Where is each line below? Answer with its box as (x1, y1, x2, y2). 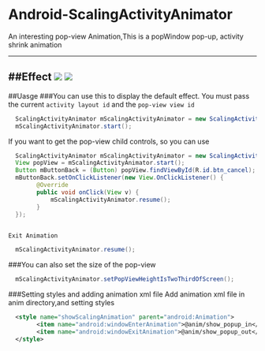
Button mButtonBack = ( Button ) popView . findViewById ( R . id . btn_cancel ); (15, 166, 256, 174)
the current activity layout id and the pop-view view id (8, 99, 195, 109)
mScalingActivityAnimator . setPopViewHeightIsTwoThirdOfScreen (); (15, 275, 235, 283)
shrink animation (8, 39, 62, 49)
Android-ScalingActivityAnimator (8, 6, 233, 24)
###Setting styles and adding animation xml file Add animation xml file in (8, 289, 245, 299)
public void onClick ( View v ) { (36, 188, 140, 196)
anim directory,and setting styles (8, 298, 115, 307)
